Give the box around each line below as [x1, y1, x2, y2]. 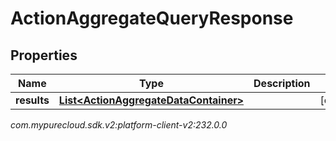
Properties [10, 47, 78, 64]
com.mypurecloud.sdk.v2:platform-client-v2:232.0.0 [10, 119, 228, 131]
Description [253, 77, 311, 90]
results [15, 93, 50, 107]
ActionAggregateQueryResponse [10, 7, 294, 30]
